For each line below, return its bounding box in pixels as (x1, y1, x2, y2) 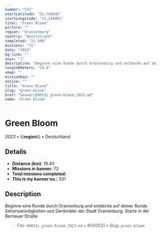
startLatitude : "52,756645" (5, 12, 62, 16)
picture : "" (5, 25, 29, 30)
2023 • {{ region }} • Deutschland (5, 134, 71, 140)
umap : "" (5, 70, 23, 75)
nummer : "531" (5, 7, 34, 12)
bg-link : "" (5, 52, 29, 57)
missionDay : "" (5, 74, 36, 79)
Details (5, 148, 27, 156)
